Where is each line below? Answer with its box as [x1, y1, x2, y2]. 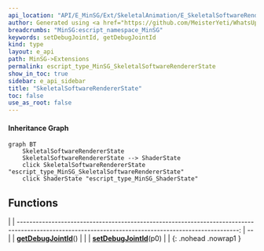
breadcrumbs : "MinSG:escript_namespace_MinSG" [8, 26, 163, 34]
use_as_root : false [8, 99, 72, 107]
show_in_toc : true [8, 70, 68, 78]
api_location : [8, 11, 55, 20]
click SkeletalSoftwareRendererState [22, 162, 146, 169]
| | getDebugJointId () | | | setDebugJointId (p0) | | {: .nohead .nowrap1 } [8, 234, 241, 243]
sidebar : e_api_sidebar [8, 77, 86, 85]
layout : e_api [8, 48, 55, 56]
